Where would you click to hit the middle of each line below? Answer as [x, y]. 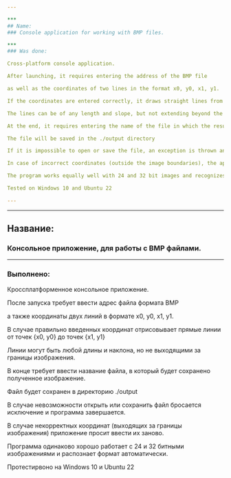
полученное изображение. [46, 378]
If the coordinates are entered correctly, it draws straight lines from [115, 101]
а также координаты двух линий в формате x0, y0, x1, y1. [90, 316]
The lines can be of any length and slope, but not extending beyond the [115, 113]
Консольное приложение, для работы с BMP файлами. [104, 248]
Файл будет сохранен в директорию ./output [73, 391]
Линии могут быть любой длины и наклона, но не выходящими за [104, 350]
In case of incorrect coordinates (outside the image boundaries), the [112, 163]
